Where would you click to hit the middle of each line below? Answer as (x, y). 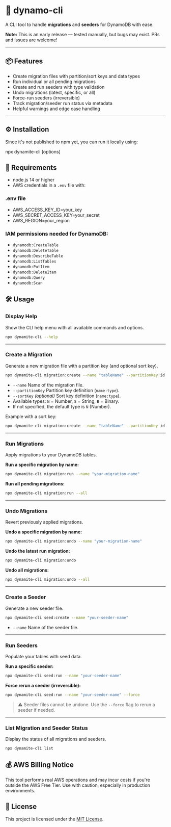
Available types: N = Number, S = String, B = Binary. (66, 401)
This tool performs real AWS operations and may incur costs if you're (78, 780)
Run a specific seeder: (30, 666)
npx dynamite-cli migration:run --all (46, 493)
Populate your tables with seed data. (44, 657)
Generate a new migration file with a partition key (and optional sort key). (82, 366)
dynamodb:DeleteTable (35, 250)
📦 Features (24, 61)
